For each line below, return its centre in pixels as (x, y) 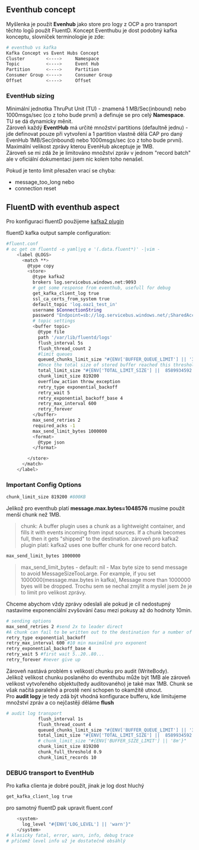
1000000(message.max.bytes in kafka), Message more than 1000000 (106, 580)
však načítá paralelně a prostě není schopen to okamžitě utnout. (84, 690)
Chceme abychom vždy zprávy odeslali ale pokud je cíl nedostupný (89, 604)
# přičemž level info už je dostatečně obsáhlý (66, 841)
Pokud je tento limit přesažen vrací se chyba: (61, 171)
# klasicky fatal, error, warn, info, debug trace (70, 835)
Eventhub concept (41, 10)
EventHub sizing (30, 95)
